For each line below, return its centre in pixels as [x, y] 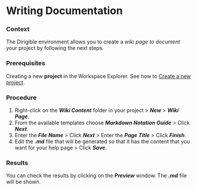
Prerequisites [26, 63]
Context [18, 29]
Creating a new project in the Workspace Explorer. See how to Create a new [98, 76]
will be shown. [24, 182]
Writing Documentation [64, 11]
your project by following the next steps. [55, 48]
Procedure [21, 97]
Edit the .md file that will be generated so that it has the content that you [102, 141]
